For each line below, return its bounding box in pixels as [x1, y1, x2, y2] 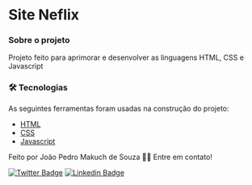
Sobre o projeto [8, 35, 70, 46]
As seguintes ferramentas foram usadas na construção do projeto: [8, 103, 229, 113]
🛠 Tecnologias [8, 82, 69, 94]
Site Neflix [8, 6, 79, 24]
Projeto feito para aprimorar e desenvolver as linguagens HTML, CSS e [8, 53, 245, 62]
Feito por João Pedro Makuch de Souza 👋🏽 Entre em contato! [8, 152, 212, 162]
